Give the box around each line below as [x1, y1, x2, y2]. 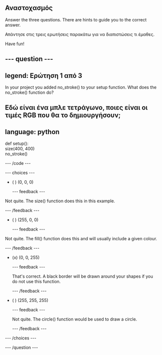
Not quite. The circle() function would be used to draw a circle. [12, 316, 137, 322]
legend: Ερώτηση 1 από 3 [5, 71, 82, 80]
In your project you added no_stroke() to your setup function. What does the [5, 85, 157, 90]
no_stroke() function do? [5, 89, 54, 95]
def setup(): [5, 141, 29, 146]
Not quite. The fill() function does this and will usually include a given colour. [5, 236, 157, 242]
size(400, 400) [5, 146, 35, 152]
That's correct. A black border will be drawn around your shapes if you [12, 273, 153, 279]
